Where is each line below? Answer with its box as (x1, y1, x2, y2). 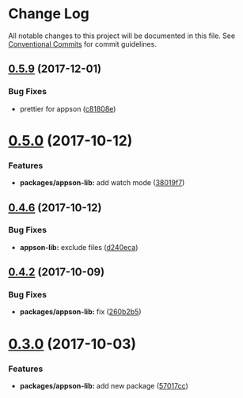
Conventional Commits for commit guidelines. (8, 39, 157, 48)
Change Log (8, 5, 89, 23)
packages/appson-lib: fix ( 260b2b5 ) (19, 307, 142, 317)
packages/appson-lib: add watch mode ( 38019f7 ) (19, 178, 185, 188)
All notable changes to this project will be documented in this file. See (8, 31, 236, 40)
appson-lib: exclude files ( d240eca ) (19, 242, 139, 252)
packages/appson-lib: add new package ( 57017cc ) (19, 381, 188, 390)
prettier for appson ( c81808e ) (19, 104, 116, 113)
